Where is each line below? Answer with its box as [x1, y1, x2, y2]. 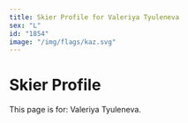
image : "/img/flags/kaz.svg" [9, 37, 117, 47]
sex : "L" [9, 21, 41, 30]
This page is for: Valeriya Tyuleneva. [9, 105, 141, 115]
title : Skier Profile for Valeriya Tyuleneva [9, 12, 179, 22]
